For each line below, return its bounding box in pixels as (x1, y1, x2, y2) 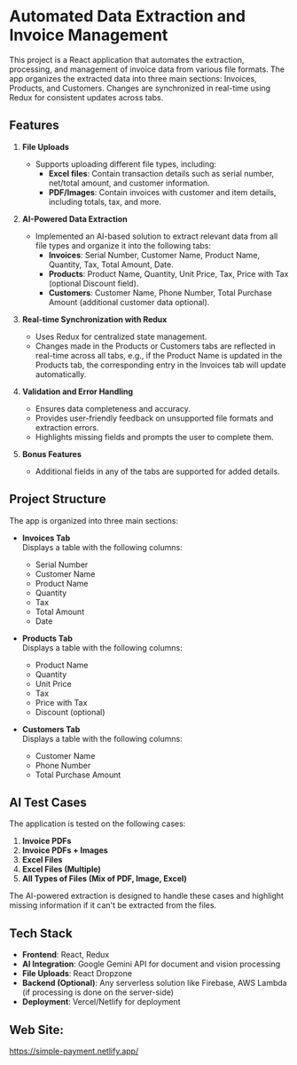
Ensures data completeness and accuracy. (35, 403, 191, 414)
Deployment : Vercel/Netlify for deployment (21, 997, 181, 1007)
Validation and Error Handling (21, 386, 134, 397)
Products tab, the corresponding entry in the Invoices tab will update (35, 359, 286, 370)
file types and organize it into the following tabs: (35, 240, 211, 250)
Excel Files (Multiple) (21, 864, 102, 875)
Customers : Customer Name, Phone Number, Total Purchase (48, 287, 272, 298)
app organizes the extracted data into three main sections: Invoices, (9, 73, 257, 83)
